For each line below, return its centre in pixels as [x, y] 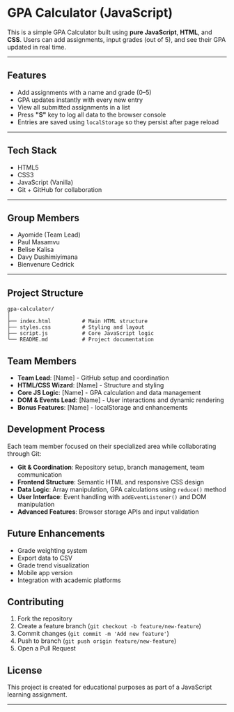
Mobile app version [45, 572]
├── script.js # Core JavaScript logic [81, 334]
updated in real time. [37, 47]
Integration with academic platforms [69, 580]
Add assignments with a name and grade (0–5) [84, 92]
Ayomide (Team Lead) [49, 235]
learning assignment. [37, 695]
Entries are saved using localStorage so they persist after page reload [118, 122]
